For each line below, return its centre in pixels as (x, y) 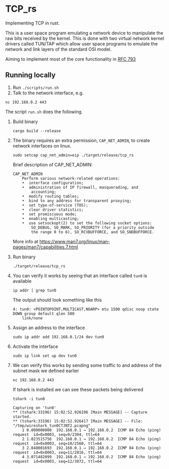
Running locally (31, 75)
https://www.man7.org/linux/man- (75, 241)
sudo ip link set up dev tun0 (45, 356)
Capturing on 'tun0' (34, 408)
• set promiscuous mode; (50, 214)
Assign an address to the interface (49, 328)
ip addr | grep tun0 (34, 290)
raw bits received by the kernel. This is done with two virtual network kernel (85, 38)
